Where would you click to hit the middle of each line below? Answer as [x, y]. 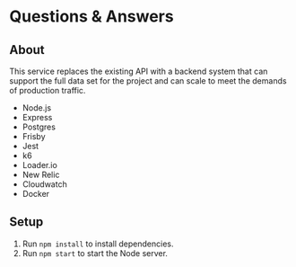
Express [37, 117]
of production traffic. [48, 90]
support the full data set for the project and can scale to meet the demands [148, 81]
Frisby [34, 136]
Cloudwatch [44, 184]
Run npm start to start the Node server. [95, 253]
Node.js [37, 108]
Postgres [39, 127]
